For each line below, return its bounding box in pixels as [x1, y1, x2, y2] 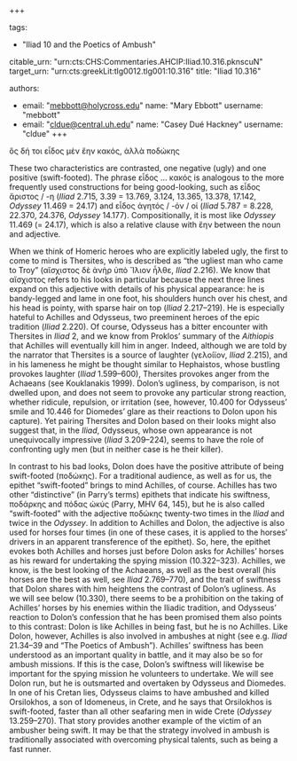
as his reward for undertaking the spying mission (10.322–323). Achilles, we [9, 555, 286, 566]
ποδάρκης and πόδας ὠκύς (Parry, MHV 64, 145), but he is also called [9, 498, 265, 509]
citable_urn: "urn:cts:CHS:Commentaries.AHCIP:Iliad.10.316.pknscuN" [9, 57, 263, 67]
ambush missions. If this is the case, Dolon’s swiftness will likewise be [9, 659, 264, 670]
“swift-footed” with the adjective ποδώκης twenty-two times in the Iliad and [9, 508, 285, 519]
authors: [9, 83, 40, 93]
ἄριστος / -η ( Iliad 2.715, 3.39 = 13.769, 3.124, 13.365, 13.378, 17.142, [9, 192, 257, 201]
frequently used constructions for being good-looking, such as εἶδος [9, 182, 261, 192]
